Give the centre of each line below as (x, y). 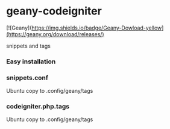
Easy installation (31, 61)
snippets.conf (27, 78)
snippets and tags (29, 46)
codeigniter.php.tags (38, 107)
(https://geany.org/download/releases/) (55, 34)
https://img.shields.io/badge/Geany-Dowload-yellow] (98, 28)
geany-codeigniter (54, 11)
